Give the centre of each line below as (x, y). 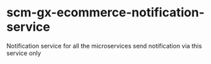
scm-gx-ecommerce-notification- (105, 13)
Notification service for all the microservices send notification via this (104, 46)
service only (24, 53)
